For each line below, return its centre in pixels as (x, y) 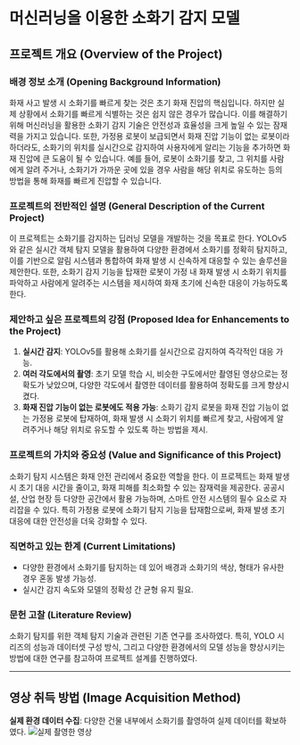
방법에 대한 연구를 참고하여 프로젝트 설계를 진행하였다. (104, 658)
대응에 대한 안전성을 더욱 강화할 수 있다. (78, 521)
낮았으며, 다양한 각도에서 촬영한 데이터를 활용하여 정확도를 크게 (156, 385)
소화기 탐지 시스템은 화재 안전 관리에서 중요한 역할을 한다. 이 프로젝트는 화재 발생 (150, 476)
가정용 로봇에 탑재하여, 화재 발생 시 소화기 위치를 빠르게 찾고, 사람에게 (153, 418)
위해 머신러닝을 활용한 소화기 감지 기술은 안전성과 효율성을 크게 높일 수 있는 (140, 125)
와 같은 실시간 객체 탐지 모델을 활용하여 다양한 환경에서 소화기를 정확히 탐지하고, (149, 250)
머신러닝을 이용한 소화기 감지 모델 (125, 18)
